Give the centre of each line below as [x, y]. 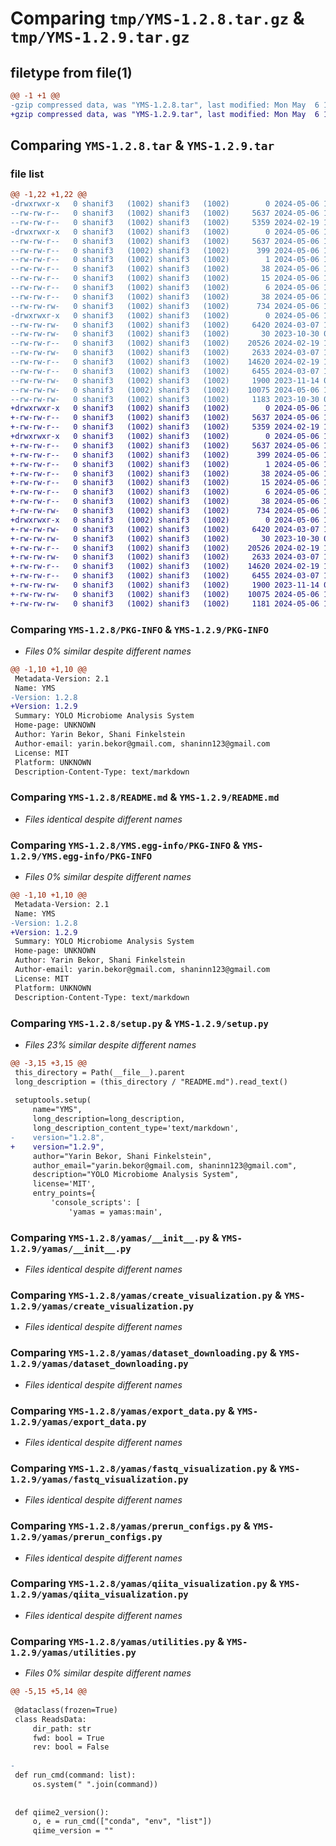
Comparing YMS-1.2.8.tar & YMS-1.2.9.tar [142, 145]
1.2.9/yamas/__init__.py [71, 1248]
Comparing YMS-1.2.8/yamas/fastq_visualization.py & [143, 1468]
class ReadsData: [50, 1719]
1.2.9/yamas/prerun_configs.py [86, 1537]
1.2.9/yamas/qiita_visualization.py [99, 1595]
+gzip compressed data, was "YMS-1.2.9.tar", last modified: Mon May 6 [165, 114]
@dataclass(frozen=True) [66, 1710]
